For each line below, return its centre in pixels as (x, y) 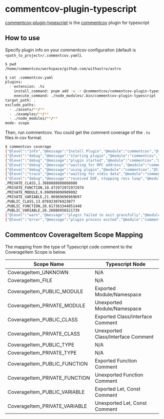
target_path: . (20, 100)
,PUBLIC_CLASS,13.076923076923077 (40, 201)
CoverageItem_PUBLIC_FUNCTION (48, 364)
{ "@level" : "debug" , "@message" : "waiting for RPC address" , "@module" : (76, 165)
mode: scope (17, 123)
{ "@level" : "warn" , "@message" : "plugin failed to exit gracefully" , (74, 215)
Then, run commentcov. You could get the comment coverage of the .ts (78, 132)
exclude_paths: (20, 105)
